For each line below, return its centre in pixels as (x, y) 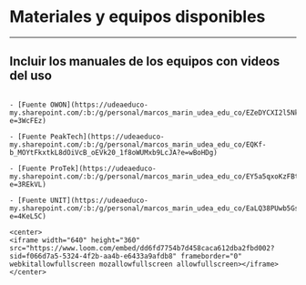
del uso (31, 76)
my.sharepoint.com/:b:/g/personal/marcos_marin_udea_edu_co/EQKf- (138, 144)
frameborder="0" (212, 256)
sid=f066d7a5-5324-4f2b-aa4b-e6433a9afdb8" (93, 256)
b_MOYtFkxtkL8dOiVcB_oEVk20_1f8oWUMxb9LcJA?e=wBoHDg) (114, 152)
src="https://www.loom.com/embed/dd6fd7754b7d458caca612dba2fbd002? (142, 248)
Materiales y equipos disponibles (138, 17)
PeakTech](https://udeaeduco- (107, 137)
